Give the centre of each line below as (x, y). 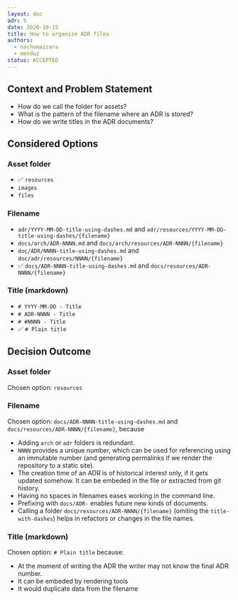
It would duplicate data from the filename (78, 589)
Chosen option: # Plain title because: (66, 552)
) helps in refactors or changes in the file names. (124, 518)
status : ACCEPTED (33, 60)
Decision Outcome (49, 352)
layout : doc (25, 14)
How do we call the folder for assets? (72, 106)
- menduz (27, 54)
